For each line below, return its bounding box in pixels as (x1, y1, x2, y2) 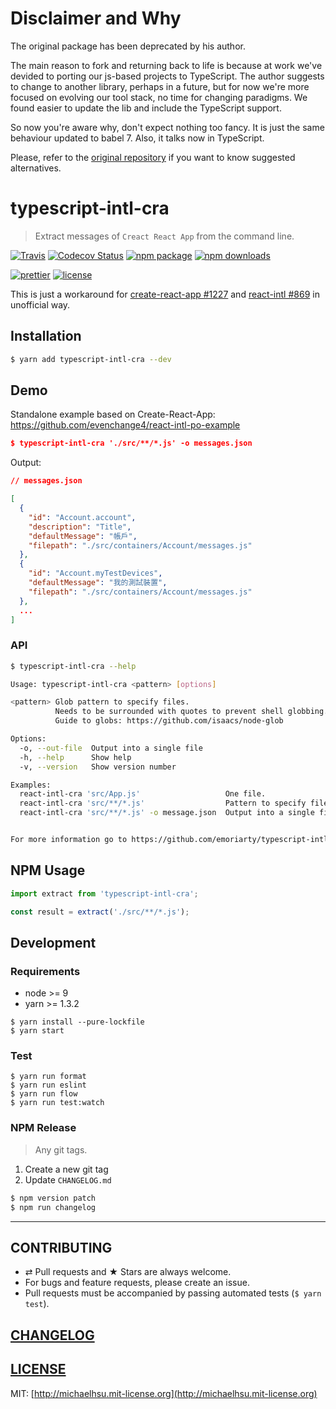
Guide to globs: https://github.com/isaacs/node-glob (54, 716, 284, 726)
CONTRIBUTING (10, 1239, 113, 1256)
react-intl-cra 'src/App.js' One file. (19, 789, 267, 799)
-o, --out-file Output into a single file (19, 743, 203, 753)
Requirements (10, 964, 81, 978)
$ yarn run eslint (10, 1080, 87, 1091)
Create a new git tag (24, 1163, 109, 1175)
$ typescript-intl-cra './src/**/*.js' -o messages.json (10, 438, 253, 449)
